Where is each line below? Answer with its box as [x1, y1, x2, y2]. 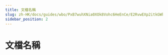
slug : [5, 12, 16, 17]
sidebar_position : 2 [5, 16, 48, 21]
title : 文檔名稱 [5, 7, 36, 12]
